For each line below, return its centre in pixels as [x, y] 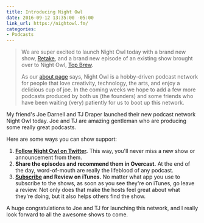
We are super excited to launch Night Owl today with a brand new [104, 52]
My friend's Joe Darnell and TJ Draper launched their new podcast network [101, 115]
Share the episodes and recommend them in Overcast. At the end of [103, 164]
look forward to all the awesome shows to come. [67, 214]
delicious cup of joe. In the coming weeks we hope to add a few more [108, 90]
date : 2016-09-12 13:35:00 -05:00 [50, 18]
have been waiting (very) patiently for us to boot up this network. [103, 103]
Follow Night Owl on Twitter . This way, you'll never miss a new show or [105, 151]
